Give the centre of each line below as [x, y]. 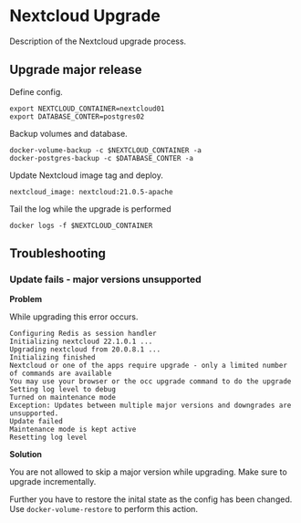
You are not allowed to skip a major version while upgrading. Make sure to [148, 472]
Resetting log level [49, 438]
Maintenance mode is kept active [73, 430]
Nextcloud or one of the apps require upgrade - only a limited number [148, 366]
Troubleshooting [58, 253]
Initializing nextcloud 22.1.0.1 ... [81, 342]
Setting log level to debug [63, 390]
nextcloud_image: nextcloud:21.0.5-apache [91, 192]
